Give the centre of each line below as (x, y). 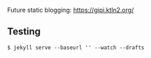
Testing (24, 31)
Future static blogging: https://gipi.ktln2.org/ (71, 10)
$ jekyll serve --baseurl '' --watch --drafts (76, 48)
